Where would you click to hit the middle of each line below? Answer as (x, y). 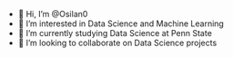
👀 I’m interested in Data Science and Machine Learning (121, 24)
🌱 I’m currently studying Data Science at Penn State (115, 33)
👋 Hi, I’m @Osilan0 (53, 14)
